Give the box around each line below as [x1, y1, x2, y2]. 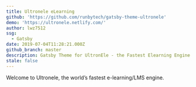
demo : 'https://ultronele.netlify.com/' [6, 19, 107, 25]
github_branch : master [6, 47, 62, 53]
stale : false [6, 58, 38, 63]
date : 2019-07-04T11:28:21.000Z [6, 42, 85, 48]
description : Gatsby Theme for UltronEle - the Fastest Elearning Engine [6, 52, 191, 58]
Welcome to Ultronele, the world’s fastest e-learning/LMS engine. [6, 74, 164, 81]
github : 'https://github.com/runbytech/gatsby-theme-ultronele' [6, 14, 167, 20]
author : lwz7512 [6, 25, 46, 31]
